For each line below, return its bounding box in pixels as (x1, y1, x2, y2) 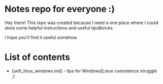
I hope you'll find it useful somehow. (4, 34, 78, 40)
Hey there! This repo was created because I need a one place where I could (4, 20, 159, 26)
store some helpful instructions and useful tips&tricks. (4, 25, 114, 30)
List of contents (4, 52, 70, 63)
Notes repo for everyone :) (4, 3, 115, 15)
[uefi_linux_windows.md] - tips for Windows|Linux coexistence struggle (11, 68, 157, 74)
